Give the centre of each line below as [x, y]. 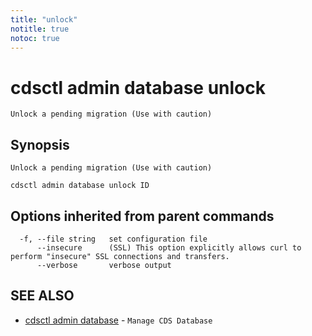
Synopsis [40, 144]
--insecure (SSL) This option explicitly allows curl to [169, 247]
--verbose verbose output [104, 265]
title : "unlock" [44, 19]
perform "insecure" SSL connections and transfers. [120, 256]
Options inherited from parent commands [142, 216]
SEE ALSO [42, 296]
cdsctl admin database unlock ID [80, 186]
